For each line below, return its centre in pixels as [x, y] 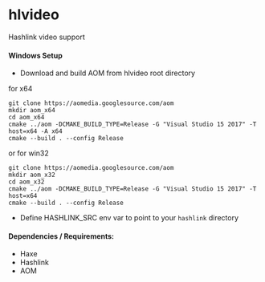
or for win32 [29, 153]
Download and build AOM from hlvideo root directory [107, 73]
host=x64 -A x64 [35, 131]
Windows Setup [35, 55]
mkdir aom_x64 [32, 111]
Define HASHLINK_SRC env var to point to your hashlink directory [129, 218]
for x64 [20, 89]
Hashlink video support [47, 37]
